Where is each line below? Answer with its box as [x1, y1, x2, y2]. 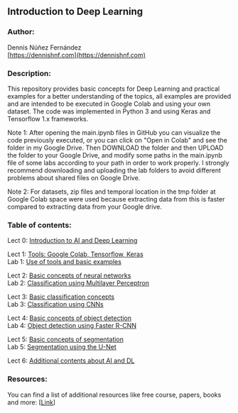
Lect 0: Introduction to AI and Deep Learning [7, 236, 138, 245]
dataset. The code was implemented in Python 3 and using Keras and [7, 106, 211, 116]
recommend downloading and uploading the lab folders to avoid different [7, 166, 222, 175]
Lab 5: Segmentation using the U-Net [7, 343, 117, 351]
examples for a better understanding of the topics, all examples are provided [7, 92, 232, 100]
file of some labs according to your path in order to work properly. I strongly [7, 158, 229, 167]
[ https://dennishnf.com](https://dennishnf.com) [7, 50, 146, 59]
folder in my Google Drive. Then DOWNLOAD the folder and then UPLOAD [7, 143, 224, 152]
